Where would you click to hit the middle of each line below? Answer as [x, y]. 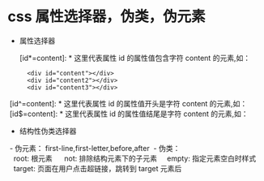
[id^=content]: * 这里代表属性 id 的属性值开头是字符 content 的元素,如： [128, 103]
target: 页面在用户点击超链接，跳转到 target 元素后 [98, 168]
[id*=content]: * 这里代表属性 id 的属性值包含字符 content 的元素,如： [135, 58]
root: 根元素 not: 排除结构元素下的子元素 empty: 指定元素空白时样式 [135, 158]
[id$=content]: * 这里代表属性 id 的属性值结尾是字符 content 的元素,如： [129, 114]
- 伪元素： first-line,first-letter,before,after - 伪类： [95, 148]
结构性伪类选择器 [48, 131]
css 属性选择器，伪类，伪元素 [106, 17]
